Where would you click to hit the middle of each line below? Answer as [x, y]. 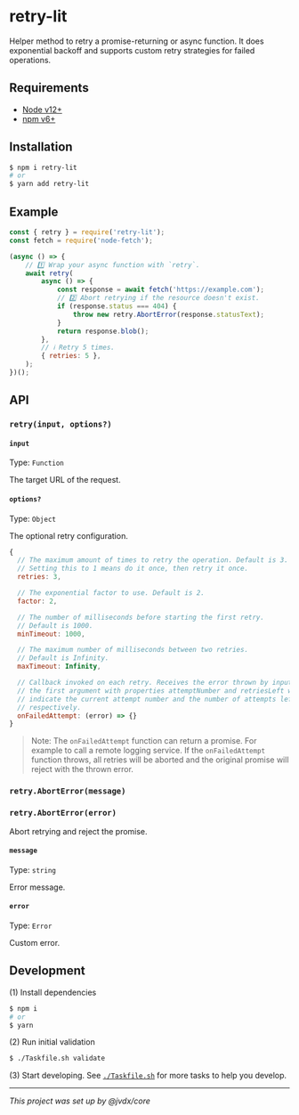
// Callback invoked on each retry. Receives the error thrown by [143, 683]
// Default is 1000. [55, 625]
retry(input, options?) [61, 424]
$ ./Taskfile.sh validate [57, 1058]
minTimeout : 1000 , [52, 634]
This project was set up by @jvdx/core [80, 1101]
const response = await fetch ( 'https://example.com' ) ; [161, 290]
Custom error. [35, 942]
